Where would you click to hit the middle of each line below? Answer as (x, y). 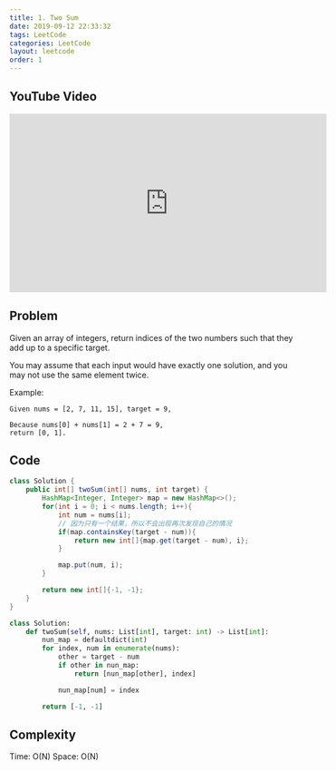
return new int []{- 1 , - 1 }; (93, 590)
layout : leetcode (42, 52)
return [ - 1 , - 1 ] (72, 707)
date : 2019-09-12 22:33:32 (60, 26)
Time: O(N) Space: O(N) (54, 756)
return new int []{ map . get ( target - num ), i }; (161, 541)
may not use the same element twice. (79, 375)
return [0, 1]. (38, 433)
